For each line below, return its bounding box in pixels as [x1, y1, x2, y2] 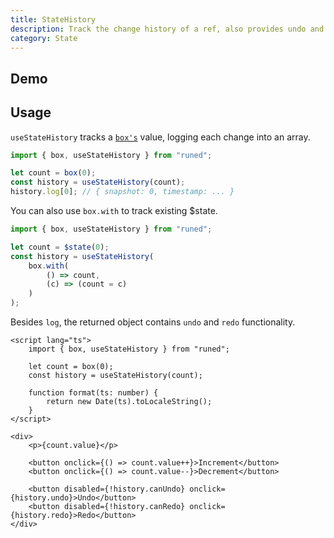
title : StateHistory [10, 14, 97, 25]
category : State [10, 33, 78, 43]
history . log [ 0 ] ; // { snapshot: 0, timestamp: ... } [10, 187, 235, 197]
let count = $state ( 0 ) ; [10, 242, 110, 252]
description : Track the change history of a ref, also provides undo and [10, 24, 325, 34]
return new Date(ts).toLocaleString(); [46, 397, 213, 407]
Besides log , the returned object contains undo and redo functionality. [10, 316, 296, 328]
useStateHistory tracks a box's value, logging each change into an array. [10, 131, 311, 143]
